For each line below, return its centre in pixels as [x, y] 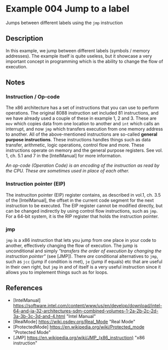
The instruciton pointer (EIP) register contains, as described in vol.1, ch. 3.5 [83, 195]
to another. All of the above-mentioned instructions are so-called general [81, 134]
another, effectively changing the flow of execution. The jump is [72, 246]
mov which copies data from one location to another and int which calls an [83, 124]
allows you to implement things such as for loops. [57, 273]
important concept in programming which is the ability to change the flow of [85, 61]
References [24, 288]
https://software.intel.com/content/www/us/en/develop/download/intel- [88, 305]
